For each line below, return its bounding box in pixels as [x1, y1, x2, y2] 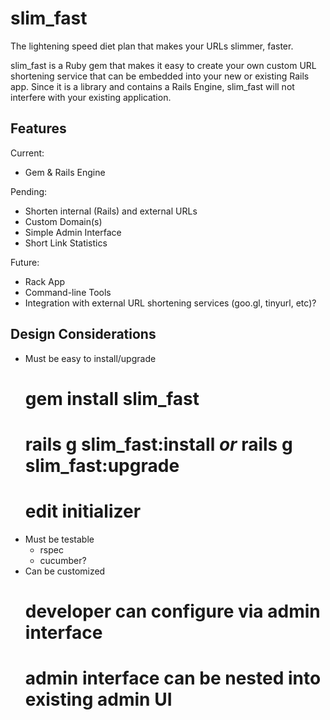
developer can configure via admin [24, 600, 321, 623]
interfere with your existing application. [10, 91, 172, 103]
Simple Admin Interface [24, 226, 122, 238]
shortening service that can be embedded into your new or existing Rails [10, 70, 310, 82]
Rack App [24, 275, 66, 287]
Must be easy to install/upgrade [24, 352, 157, 364]
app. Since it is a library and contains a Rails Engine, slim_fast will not [10, 80, 295, 92]
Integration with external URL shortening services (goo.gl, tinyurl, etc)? [24, 297, 317, 309]
